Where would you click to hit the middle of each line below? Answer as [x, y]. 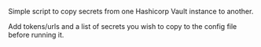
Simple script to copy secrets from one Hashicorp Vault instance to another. [131, 11]
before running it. [36, 35]
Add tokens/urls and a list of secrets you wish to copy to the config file [123, 26]
